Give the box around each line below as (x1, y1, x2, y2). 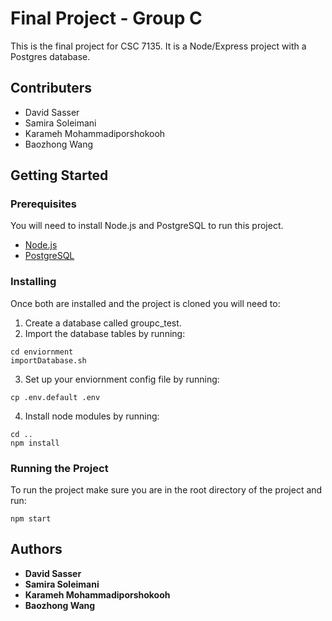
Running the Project (10, 461, 109, 475)
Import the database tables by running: (24, 327, 186, 339)
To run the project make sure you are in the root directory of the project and (10, 484, 323, 496)
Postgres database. (10, 50, 91, 62)
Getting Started (10, 167, 109, 184)
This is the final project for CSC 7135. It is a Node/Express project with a (10, 40, 307, 52)
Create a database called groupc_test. (24, 317, 182, 329)
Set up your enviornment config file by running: (24, 373, 220, 385)
